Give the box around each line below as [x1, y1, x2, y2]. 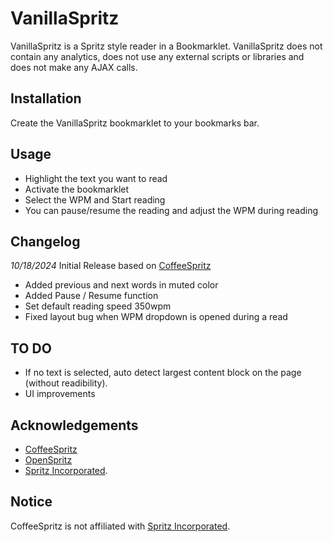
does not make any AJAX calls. [10, 61, 138, 73]
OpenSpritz [24, 454, 73, 466]
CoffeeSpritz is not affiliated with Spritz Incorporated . [10, 520, 231, 532]
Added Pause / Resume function [24, 290, 159, 302]
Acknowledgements [10, 417, 139, 434]
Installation [10, 90, 82, 107]
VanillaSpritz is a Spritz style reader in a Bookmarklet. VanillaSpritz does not [10, 40, 323, 52]
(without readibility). [24, 377, 108, 389]
